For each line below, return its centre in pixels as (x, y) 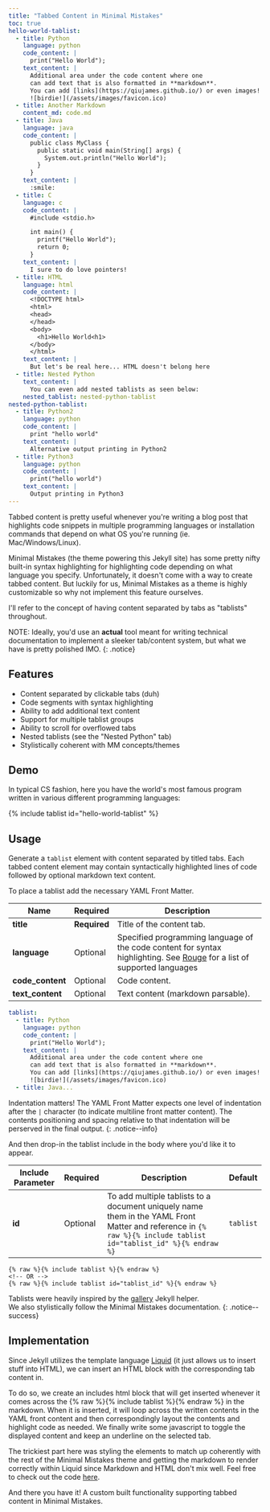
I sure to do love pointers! (78, 269)
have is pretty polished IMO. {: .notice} (72, 649)
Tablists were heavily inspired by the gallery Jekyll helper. (104, 1298)
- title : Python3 (45, 456)
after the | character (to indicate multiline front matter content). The (121, 1111)
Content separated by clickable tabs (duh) (90, 693)
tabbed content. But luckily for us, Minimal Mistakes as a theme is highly (128, 583)
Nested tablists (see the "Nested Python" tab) (96, 736)
